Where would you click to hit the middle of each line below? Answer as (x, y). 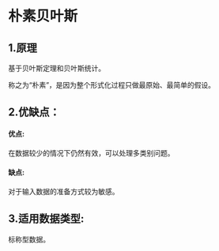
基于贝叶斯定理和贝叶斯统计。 (57, 68)
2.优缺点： (34, 112)
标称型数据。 (29, 239)
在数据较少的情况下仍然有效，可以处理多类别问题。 (91, 153)
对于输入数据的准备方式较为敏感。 (64, 191)
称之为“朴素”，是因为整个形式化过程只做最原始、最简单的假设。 (112, 85)
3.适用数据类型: (46, 219)
